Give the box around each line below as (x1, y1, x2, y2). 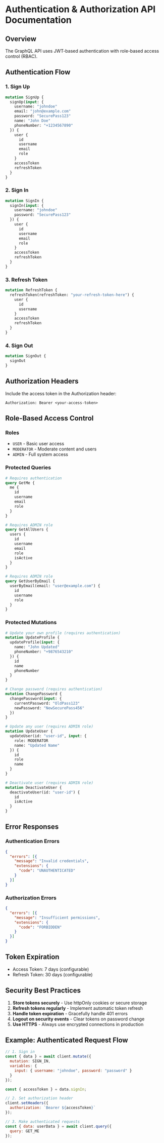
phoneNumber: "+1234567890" (14, 123, 73, 128)
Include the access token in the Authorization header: (5, 390, 117, 396)
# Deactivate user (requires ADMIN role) (5, 780, 94, 785)
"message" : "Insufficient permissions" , (14, 915, 100, 920)
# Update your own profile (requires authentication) (5, 630, 121, 635)
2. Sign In (5, 186, 29, 194)
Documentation (5, 14, 72, 26)
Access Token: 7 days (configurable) (12, 966, 89, 972)
